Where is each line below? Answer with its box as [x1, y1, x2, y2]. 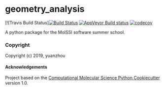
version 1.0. [5, 80, 29, 86]
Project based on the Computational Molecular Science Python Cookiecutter [5, 75, 160, 81]
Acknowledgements [5, 64, 48, 70]
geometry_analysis [5, 3, 85, 15]
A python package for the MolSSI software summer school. [5, 29, 125, 35]
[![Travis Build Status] [5, 20, 49, 26]
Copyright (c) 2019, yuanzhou [5, 53, 66, 59]
